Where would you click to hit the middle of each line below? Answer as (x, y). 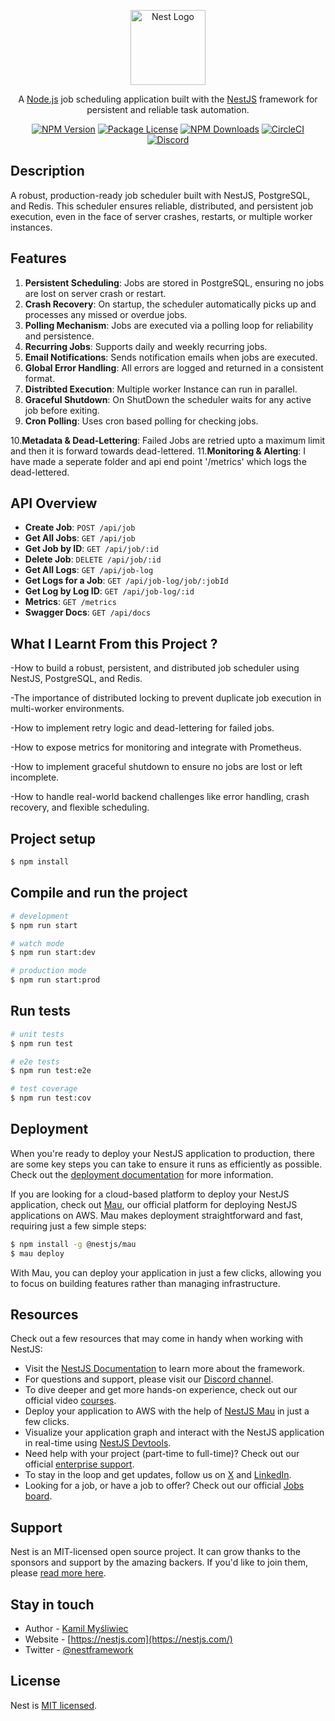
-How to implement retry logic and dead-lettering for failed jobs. (142, 728)
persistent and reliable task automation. (168, 109)
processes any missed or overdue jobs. (106, 314)
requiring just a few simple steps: (78, 1226)
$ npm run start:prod (55, 980)
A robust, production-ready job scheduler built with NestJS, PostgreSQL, (160, 195)
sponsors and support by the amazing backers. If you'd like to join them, (159, 1562)
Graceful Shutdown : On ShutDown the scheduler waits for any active (168, 399)
